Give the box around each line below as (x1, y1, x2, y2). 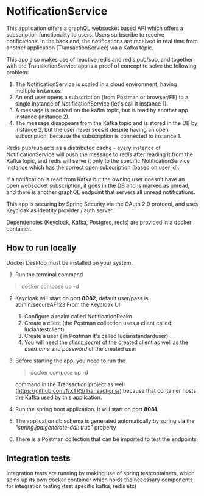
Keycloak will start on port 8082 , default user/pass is (15, 294, 149, 301)
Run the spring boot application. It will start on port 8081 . (15, 405, 159, 412)
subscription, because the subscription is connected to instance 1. (15, 132, 181, 140)
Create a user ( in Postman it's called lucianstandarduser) (24, 332, 169, 339)
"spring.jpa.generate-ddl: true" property (15, 423, 117, 431)
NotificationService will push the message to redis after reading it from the (6, 151, 194, 158)
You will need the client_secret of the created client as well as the (24, 339, 189, 346)
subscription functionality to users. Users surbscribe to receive (6, 31, 164, 38)
